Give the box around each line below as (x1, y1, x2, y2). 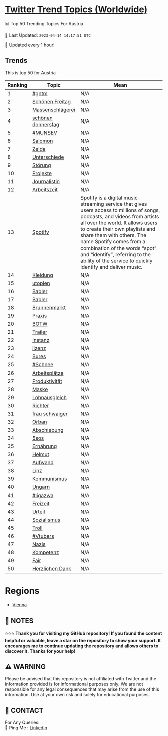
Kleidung (32, 271, 53, 278)
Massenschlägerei (32, 106, 76, 113)
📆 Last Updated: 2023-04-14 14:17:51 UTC (5, 32, 91, 38)
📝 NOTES (5, 617, 34, 625)
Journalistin (32, 178, 60, 185)
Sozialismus (32, 516, 61, 523)
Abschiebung (32, 426, 64, 433)
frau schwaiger (32, 410, 68, 417)
